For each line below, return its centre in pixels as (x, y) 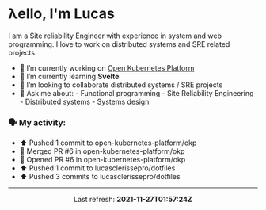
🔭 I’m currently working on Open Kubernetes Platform (107, 67)
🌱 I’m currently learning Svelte (69, 76)
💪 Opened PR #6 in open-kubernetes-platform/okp (103, 160)
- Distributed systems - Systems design (84, 101)
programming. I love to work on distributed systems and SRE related (119, 44)
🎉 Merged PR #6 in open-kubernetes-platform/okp (102, 151)
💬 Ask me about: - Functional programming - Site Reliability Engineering (137, 93)
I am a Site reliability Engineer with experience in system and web (115, 36)
